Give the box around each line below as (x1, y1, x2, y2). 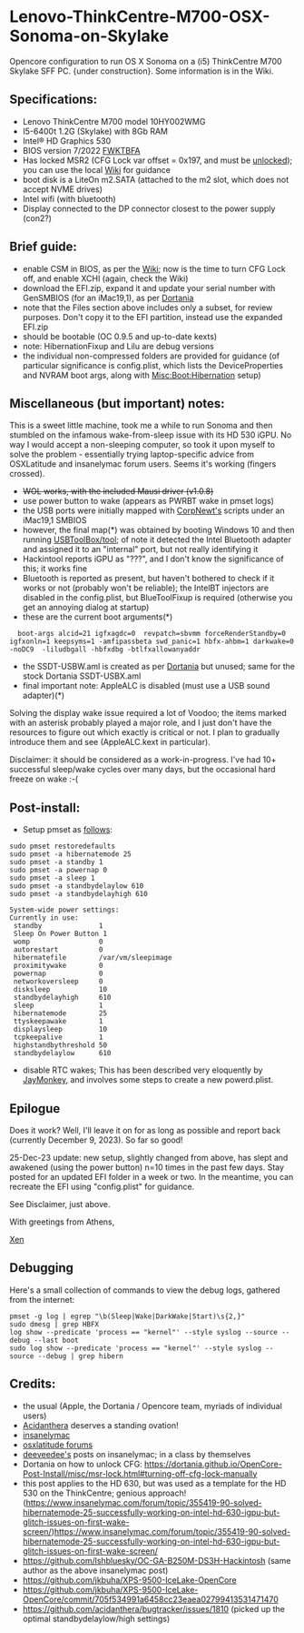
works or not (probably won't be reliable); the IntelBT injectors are (22, 582, 270, 593)
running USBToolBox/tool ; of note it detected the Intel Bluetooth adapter (22, 534, 292, 545)
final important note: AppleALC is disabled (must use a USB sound (22, 680, 270, 691)
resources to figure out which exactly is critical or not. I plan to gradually (9, 727, 280, 738)
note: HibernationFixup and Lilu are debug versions (22, 340, 215, 351)
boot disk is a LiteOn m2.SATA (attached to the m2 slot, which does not (22, 174, 289, 185)
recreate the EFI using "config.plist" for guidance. (9, 1181, 195, 1192)
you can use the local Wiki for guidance (22, 164, 171, 175)
